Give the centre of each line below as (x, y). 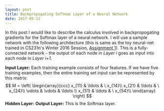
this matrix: (16, 78)
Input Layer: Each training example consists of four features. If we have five (82, 68)
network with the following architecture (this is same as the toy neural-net (80, 43)
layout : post (18, 9)
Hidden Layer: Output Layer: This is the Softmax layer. (60, 104)
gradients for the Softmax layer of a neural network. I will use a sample (76, 37)
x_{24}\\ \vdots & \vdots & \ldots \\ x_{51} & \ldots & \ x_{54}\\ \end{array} (82, 91)
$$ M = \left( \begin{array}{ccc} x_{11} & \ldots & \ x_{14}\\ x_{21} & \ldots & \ (82, 86)
